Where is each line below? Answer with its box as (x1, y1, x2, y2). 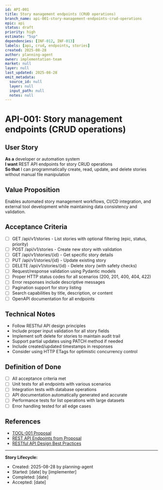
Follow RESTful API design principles (12, 323, 86, 329)
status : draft (5, 25, 34, 30)
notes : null (9, 93, 34, 98)
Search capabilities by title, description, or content (12, 290, 113, 296)
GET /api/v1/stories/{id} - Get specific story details (12, 252, 114, 258)
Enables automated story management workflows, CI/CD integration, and (5, 198, 151, 204)
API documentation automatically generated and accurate (12, 392, 128, 398)
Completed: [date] (12, 474, 49, 480)
